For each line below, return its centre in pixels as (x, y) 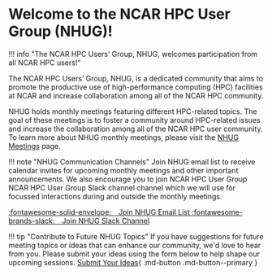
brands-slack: (32, 220)
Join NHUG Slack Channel (106, 220)
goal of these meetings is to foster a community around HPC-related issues (135, 120)
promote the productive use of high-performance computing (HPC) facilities (136, 87)
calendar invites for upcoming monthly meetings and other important (123, 170)
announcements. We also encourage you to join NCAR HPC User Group (128, 179)
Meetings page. (35, 146)
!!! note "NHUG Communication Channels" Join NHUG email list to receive (132, 162)
